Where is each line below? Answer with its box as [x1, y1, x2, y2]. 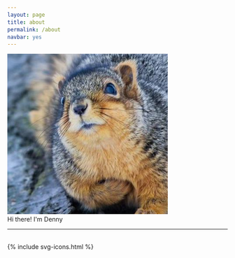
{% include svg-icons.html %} [7, 243, 94, 251]
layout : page [7, 11, 45, 18]
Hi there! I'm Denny [7, 215, 63, 224]
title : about [7, 18, 45, 26]
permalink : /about [7, 26, 61, 33]
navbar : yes [7, 34, 42, 41]
